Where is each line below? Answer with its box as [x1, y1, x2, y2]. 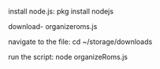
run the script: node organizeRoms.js [8, 53, 128, 61]
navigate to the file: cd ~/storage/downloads [8, 37, 153, 46]
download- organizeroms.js [8, 22, 98, 31]
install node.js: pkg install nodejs [8, 7, 114, 16]
